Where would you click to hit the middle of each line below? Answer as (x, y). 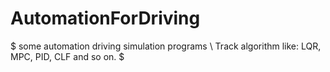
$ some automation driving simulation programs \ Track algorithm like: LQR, (166, 46)
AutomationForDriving (105, 18)
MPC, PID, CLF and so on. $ (67, 56)
